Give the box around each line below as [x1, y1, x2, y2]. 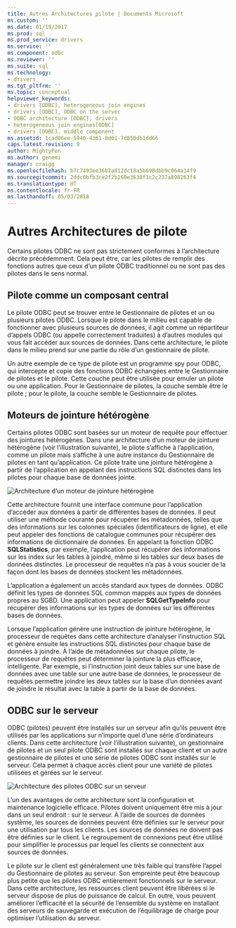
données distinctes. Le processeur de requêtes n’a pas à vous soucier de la [7, 560, 226, 568]
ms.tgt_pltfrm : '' [7, 82, 61, 89]
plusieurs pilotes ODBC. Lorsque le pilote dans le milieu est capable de [7, 316, 212, 324]
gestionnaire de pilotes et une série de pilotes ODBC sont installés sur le [7, 753, 216, 761]
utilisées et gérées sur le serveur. [7, 768, 104, 777]
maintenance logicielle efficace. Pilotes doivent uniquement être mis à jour [7, 803, 223, 811]
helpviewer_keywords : [7, 96, 71, 103]
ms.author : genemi [7, 154, 61, 162]
